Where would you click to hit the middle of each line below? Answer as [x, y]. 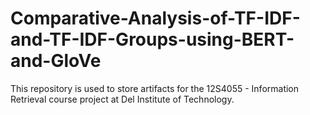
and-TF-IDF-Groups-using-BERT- [152, 39]
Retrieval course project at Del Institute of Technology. [122, 99]
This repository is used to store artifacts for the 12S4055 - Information [155, 88]
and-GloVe [56, 61]
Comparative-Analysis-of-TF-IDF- [155, 18]
